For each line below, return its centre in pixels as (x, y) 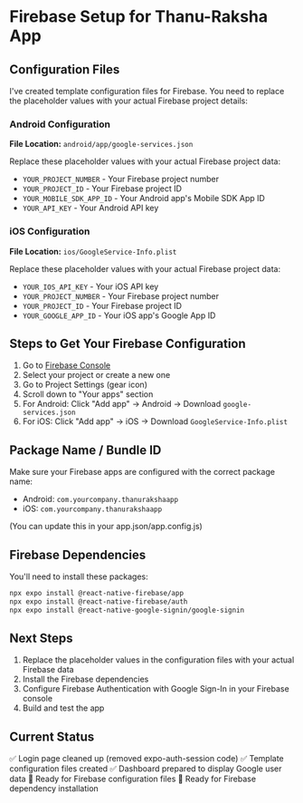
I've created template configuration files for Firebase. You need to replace (147, 91)
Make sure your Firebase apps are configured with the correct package (142, 472)
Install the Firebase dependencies (85, 679)
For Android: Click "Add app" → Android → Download (122, 404)
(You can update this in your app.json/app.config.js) (106, 527)
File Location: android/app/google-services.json (101, 144)
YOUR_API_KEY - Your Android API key (90, 208)
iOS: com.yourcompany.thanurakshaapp (92, 508)
